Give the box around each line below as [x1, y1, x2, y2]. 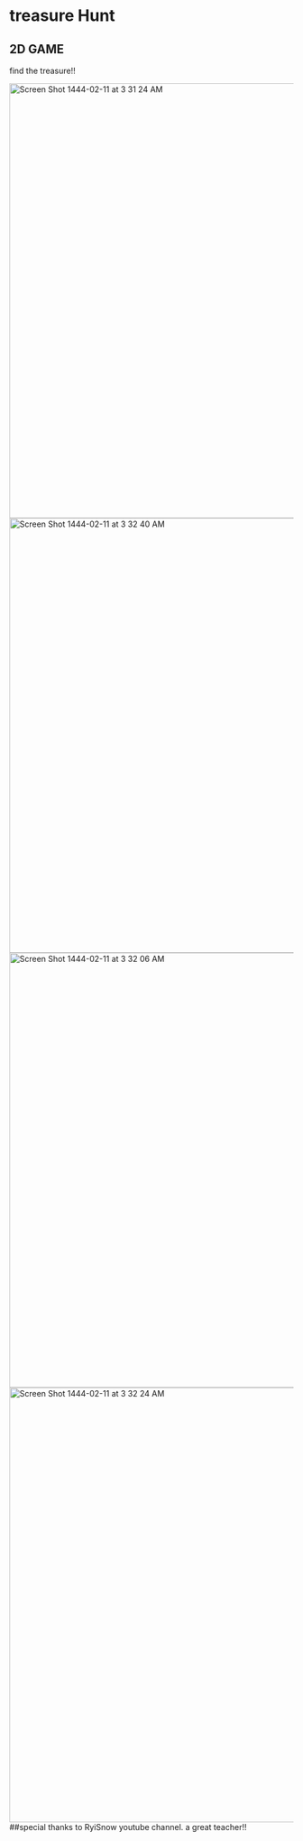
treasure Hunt [9, 5, 115, 26]
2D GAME [9, 42, 65, 57]
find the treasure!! [9, 65, 77, 76]
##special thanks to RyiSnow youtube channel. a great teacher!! [9, 1822, 247, 1832]
